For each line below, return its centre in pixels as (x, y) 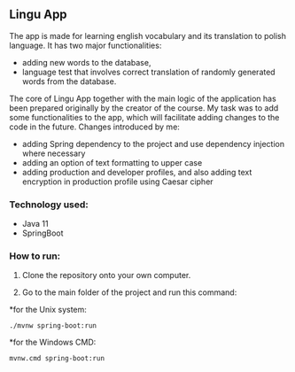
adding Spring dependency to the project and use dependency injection (153, 143)
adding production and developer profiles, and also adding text (137, 172)
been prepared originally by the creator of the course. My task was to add (144, 108)
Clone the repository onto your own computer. (106, 275)
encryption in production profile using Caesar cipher (118, 182)
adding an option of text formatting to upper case (112, 162)
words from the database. (69, 81)
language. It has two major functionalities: (85, 45)
